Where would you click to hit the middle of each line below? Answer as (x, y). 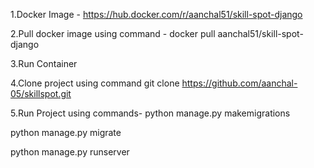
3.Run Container (44, 63)
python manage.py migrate (66, 132)
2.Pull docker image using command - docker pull (113, 33)
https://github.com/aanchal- (239, 83)
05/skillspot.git (41, 93)
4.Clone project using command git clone (95, 83)
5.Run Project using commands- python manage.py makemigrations (150, 113)
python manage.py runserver (70, 152)
